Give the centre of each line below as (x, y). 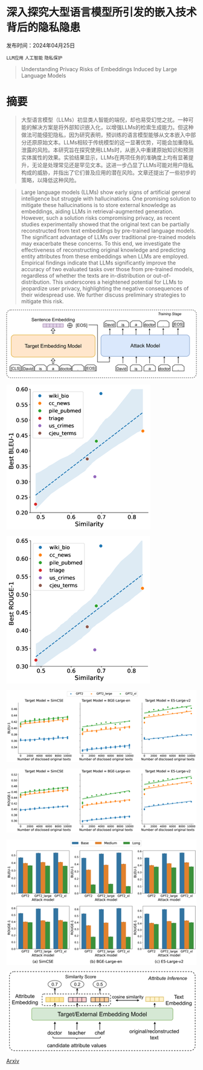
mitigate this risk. (42, 301)
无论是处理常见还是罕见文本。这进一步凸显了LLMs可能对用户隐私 (113, 165)
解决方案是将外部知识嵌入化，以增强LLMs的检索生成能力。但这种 (113, 127)
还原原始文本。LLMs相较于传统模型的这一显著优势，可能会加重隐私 (110, 142)
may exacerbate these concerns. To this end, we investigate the (101, 243)
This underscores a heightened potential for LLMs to (118, 282)
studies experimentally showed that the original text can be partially (105, 224)
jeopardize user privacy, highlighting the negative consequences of (105, 288)
